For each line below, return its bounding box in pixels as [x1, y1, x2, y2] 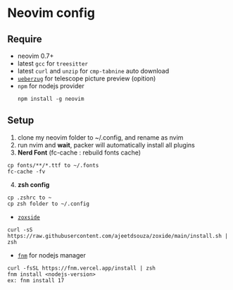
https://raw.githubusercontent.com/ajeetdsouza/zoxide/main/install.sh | [7, 232, 229, 239]
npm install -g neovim [17, 95, 84, 102]
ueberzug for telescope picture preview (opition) [17, 74, 156, 83]
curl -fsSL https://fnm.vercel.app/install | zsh [7, 265, 156, 272]
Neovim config [7, 5, 95, 21]
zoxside [17, 214, 40, 221]
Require [7, 33, 42, 45]
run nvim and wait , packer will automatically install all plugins [17, 140, 195, 149]
